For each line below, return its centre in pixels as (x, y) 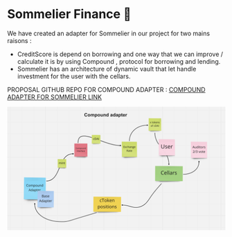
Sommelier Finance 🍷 (69, 14)
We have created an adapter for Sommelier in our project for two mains (108, 33)
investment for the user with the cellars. (74, 76)
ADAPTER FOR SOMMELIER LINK (55, 97)
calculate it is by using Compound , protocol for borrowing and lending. (119, 61)
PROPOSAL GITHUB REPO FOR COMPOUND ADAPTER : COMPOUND (106, 89)
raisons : (19, 40)
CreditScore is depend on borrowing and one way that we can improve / (120, 54)
